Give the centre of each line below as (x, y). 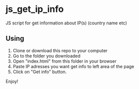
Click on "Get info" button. (40, 72)
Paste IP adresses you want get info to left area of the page (73, 66)
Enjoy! (12, 81)
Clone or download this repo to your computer (60, 50)
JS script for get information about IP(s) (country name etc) (66, 23)
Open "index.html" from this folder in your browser (65, 61)
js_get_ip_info (35, 9)
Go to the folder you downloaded (47, 56)
